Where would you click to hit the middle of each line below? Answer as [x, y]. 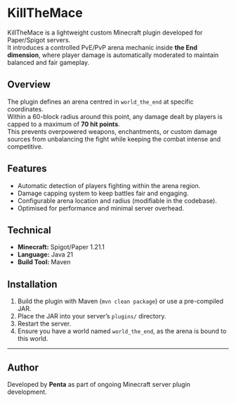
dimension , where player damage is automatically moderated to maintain [113, 55]
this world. [33, 339]
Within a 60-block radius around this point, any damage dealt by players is [115, 116]
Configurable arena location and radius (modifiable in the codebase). [117, 200]
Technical [29, 230]
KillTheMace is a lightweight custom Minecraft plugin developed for [105, 32]
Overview [29, 85]
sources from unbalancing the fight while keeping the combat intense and [114, 139]
